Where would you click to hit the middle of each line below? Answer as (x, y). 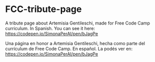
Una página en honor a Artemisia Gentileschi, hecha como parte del (75, 43)
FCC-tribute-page (43, 9)
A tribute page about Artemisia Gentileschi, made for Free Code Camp (78, 23)
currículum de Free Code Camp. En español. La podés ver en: (69, 48)
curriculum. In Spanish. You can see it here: (50, 28)
